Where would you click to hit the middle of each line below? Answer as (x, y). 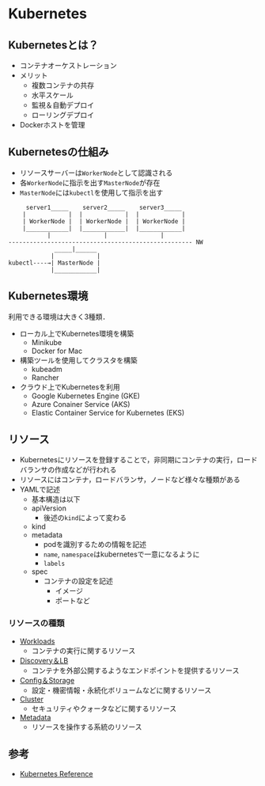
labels (54, 564)
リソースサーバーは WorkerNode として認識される (96, 173)
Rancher (45, 378)
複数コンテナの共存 (63, 85)
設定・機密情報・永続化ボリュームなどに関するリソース (121, 690)
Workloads (37, 641)
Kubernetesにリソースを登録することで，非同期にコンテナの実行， (128, 460)
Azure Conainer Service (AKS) (81, 404)
